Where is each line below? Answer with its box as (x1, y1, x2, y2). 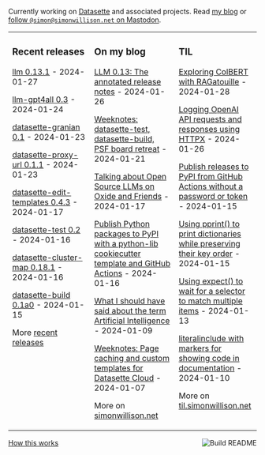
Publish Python (94, 218, 150, 229)
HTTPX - (178, 133, 213, 145)
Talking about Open (94, 171, 167, 182)
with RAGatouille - (178, 76, 247, 87)
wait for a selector (178, 285, 246, 296)
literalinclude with (178, 333, 244, 344)
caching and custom (94, 352, 170, 363)
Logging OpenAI (178, 103, 239, 115)
